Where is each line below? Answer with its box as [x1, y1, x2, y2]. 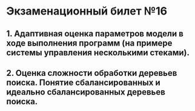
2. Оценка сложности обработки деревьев [6, 68, 177, 78]
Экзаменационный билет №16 [6, 4, 168, 18]
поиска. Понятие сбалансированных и [6, 77, 160, 87]
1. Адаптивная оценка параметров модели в [6, 29, 183, 39]
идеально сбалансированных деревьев [6, 87, 165, 97]
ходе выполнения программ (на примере [6, 38, 173, 48]
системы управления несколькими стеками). [6, 47, 190, 58]
